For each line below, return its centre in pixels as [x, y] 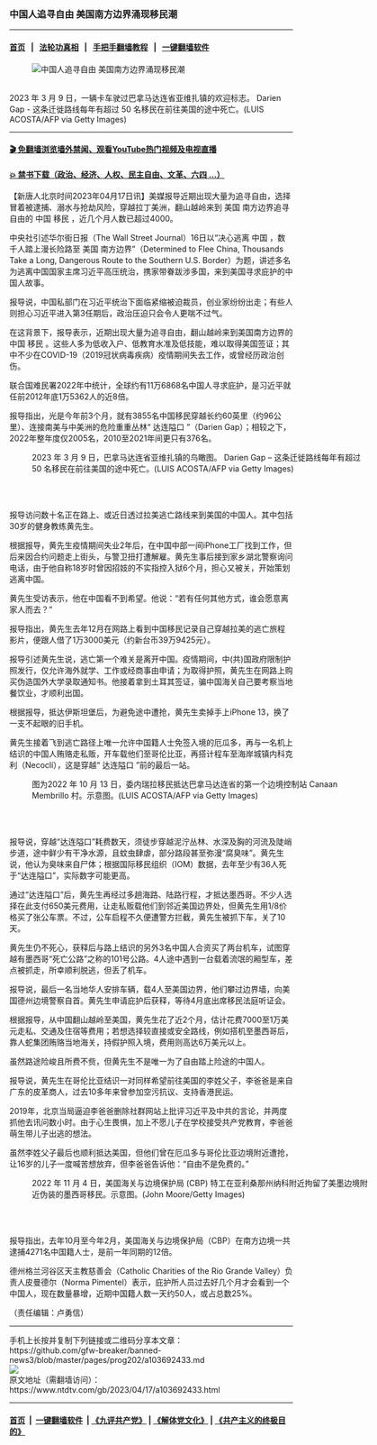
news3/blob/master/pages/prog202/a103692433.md [107, 1360]
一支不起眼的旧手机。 [49, 724]
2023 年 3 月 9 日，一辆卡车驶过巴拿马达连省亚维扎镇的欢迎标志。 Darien [145, 97]
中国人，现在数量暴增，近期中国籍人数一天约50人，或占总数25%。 [133, 1294]
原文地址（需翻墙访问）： [55, 1380]
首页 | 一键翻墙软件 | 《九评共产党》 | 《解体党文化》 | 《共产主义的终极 [144, 1420]
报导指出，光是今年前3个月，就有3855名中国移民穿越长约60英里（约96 [142, 416]
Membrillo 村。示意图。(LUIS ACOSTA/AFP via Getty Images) [145, 796]
